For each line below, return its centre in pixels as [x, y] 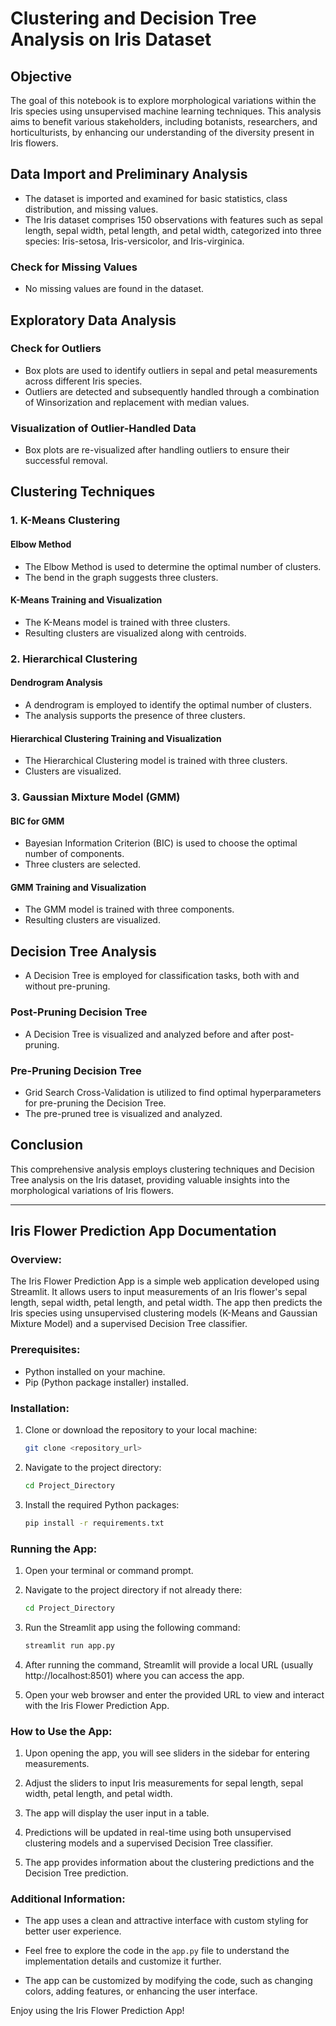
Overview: [36, 1259]
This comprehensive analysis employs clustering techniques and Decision [162, 1169]
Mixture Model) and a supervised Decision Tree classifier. [129, 1324]
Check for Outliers [56, 349]
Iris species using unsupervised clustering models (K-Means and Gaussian [164, 1313]
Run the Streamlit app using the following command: [132, 1627]
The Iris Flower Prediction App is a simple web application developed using [165, 1281]
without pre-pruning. [67, 986]
